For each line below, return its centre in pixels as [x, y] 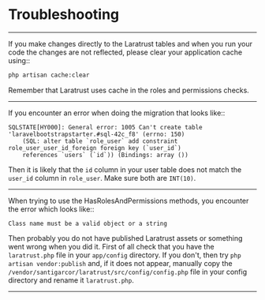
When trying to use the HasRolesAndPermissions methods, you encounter [129, 201]
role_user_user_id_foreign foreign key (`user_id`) [95, 148]
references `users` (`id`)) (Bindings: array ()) [106, 155]
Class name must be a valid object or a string [88, 223]
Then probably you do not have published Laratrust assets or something [125, 238]
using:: [19, 60]
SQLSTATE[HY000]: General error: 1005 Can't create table [105, 127]
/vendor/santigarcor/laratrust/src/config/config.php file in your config [128, 272]
